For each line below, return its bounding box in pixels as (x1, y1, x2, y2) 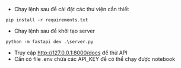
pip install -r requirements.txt (5, 17, 88, 23)
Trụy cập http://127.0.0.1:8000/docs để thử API (14, 49, 128, 56)
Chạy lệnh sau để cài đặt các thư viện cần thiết (14, 6, 129, 12)
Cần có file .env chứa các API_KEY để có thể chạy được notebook (14, 56, 176, 62)
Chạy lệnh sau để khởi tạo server (14, 27, 96, 34)
